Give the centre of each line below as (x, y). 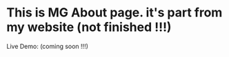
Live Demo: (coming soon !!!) (48, 46)
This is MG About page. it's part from (114, 13)
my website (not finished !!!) (89, 27)
